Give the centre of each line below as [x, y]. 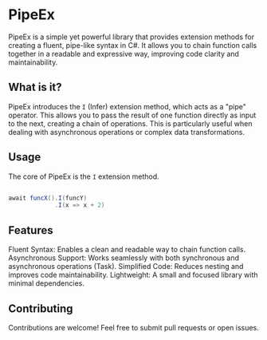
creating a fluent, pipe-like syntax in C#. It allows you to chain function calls [133, 45]
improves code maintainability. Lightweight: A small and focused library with [133, 275]
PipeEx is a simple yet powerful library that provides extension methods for [132, 37]
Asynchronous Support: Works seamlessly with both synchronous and [124, 258]
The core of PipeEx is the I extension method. [84, 176]
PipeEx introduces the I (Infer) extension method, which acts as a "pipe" [128, 106]
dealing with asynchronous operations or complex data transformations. [127, 132]
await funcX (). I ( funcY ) [48, 198]
